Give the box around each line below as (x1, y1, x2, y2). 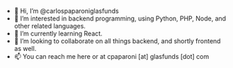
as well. (13, 45, 37, 52)
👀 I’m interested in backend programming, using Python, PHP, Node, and (13, 14, 227, 23)
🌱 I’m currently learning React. (13, 29, 103, 38)
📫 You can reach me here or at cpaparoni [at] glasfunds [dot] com (13, 52, 210, 60)
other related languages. (13, 22, 86, 30)
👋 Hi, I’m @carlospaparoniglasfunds (13, 7, 119, 15)
